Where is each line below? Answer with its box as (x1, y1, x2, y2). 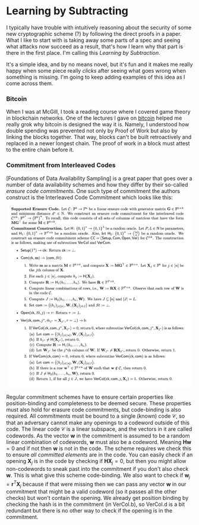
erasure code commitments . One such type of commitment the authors (6, 187, 180, 194)
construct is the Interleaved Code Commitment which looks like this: (6, 194, 173, 201)
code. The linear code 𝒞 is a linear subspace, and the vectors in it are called (6, 425, 192, 433)
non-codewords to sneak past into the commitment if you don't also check (6, 465, 189, 473)
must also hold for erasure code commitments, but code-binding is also (6, 406, 181, 414)
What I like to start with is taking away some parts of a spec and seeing (6, 36, 181, 44)
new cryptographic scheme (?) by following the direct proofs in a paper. (6, 30, 182, 37)
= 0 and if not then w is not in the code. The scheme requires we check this (6, 445, 192, 452)
